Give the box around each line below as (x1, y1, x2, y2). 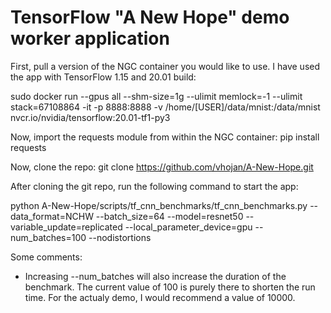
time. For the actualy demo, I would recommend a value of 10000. (24, 291, 296, 303)
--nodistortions (88, 231, 152, 243)
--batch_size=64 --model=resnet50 (95, 210, 244, 222)
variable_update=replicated (10, 221, 123, 233)
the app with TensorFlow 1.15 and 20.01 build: (10, 71, 197, 83)
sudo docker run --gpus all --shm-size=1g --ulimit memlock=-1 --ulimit (10, 90, 303, 102)
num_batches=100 (10, 231, 87, 243)
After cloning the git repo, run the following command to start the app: (10, 180, 299, 192)
